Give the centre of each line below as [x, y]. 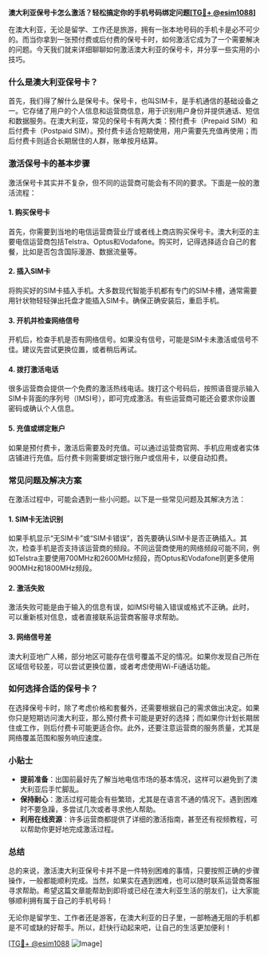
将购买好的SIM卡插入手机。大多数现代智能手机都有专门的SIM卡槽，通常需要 [133, 290]
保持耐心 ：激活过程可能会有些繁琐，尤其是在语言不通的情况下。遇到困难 [138, 799]
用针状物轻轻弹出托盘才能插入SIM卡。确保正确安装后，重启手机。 [116, 300]
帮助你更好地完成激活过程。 [72, 829]
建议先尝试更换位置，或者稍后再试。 [81, 350]
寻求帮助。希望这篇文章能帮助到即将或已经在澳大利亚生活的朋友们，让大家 [130, 891]
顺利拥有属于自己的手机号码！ [64, 901]
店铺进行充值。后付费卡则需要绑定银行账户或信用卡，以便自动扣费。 [120, 458]
